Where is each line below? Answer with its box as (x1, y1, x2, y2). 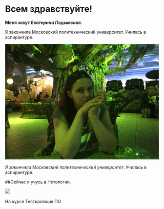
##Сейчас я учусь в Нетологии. (5, 179, 71, 185)
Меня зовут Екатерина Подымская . (5, 20, 82, 25)
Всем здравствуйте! (5, 3, 93, 15)
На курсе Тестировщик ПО (5, 198, 61, 204)
